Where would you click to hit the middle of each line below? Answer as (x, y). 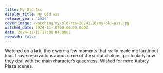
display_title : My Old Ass (32, 14)
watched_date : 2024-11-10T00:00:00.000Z (47, 28)
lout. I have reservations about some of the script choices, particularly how (80, 55)
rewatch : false (20, 37)
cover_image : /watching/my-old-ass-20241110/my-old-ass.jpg (67, 23)
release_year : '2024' (27, 18)
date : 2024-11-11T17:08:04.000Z (38, 32)
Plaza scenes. (19, 66)
